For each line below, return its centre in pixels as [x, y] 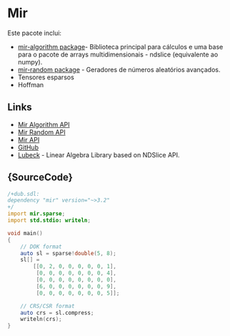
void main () [25, 233]
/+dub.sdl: [24, 194]
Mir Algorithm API [44, 124]
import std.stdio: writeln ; [49, 221]
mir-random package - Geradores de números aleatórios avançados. [119, 69]
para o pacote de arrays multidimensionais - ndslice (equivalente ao [118, 54]
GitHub [28, 147]
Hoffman [31, 84]
